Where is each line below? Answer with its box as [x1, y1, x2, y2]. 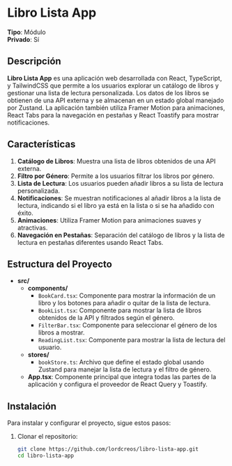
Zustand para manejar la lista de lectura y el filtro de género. [38, 365, 212, 373]
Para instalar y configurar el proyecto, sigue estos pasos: [7, 419, 171, 427]
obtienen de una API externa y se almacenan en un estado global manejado [7, 96, 224, 104]
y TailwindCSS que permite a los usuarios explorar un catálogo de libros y [7, 81, 219, 90]
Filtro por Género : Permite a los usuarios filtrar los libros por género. [17, 172, 215, 180]
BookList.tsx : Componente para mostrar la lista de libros [38, 306, 202, 314]
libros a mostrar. [38, 328, 85, 337]
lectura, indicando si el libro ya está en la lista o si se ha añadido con [17, 201, 215, 209]
